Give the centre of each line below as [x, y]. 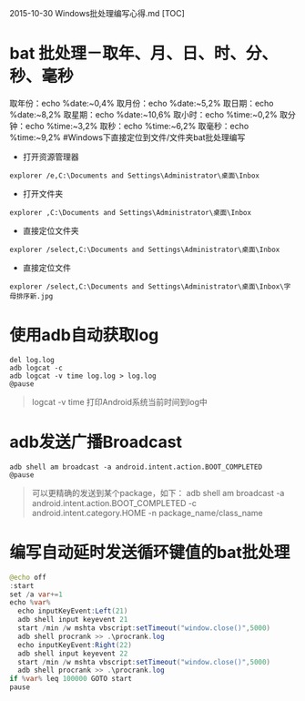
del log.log [32, 360]
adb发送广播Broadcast [96, 442]
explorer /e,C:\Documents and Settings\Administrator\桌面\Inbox [134, 176]
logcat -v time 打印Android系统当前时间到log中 [119, 401]
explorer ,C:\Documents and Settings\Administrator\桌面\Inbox [131, 212]
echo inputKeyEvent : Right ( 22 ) [75, 645]
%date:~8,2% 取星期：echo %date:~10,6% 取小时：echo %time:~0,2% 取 [149, 114]
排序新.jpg [35, 296]
